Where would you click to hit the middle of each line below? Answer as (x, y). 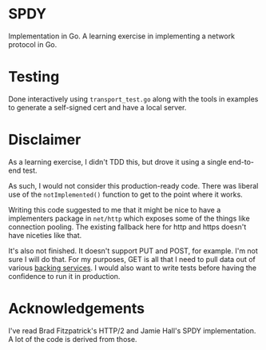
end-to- (241, 161)
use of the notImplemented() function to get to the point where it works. (126, 194)
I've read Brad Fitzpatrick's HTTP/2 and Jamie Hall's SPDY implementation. (132, 330)
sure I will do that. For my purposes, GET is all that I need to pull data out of (132, 259)
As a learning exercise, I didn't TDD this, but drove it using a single (118, 161)
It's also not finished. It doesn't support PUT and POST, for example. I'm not (133, 251)
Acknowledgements (77, 308)
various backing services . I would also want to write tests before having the (133, 268)
